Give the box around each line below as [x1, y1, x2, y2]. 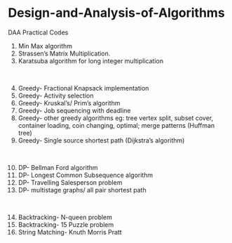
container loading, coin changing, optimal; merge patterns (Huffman [18, 121, 215, 129]
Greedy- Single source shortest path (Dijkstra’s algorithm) [18, 136, 185, 145]
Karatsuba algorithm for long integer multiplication [18, 56, 164, 65]
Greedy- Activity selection [18, 91, 94, 100]
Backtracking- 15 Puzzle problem [18, 220, 114, 229]
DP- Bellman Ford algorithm [18, 163, 98, 171]
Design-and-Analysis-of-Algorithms [8, 5, 225, 21]
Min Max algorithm [18, 41, 73, 50]
